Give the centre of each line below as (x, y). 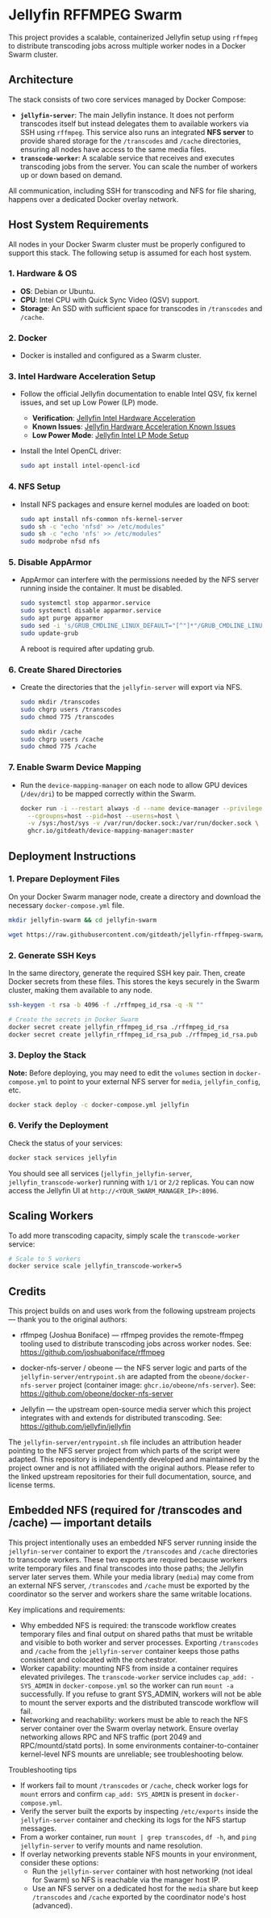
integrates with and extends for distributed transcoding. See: (121, 1418)
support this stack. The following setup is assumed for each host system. (130, 253)
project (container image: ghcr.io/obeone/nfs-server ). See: (157, 1385)
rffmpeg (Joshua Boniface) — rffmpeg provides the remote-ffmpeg (132, 1335)
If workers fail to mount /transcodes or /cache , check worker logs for (134, 1785)
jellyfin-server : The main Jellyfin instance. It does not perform (127, 115)
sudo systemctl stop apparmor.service (85, 604)
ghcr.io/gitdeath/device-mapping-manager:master (111, 831)
